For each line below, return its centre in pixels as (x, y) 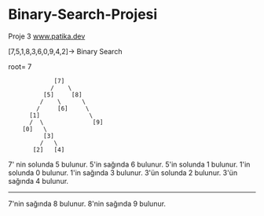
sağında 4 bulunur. (38, 181)
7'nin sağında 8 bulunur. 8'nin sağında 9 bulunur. (87, 203)
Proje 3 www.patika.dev (47, 36)
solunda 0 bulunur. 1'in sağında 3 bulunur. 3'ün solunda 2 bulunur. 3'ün (123, 172)
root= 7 (20, 66)
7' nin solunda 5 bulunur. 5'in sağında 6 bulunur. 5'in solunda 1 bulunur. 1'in (129, 164)
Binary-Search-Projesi (83, 15)
